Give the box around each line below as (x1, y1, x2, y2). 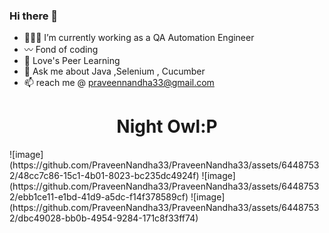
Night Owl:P (116, 115, 218, 138)
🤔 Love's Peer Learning (23, 55, 121, 67)
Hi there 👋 (9, 9, 59, 23)
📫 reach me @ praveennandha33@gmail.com (23, 77, 215, 89)
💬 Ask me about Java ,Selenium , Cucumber (23, 65, 206, 78)
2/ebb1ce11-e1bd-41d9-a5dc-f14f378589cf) (9, 191, 189, 203)
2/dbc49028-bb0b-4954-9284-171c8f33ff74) (9, 212, 199, 224)
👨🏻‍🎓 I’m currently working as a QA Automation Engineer (23, 32, 255, 44)
